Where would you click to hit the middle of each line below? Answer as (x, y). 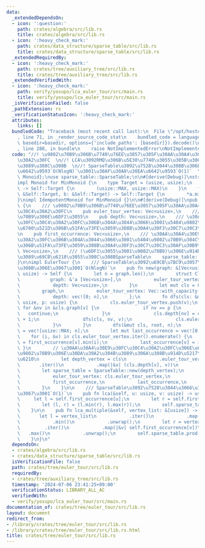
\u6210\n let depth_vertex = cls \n (72, 359)
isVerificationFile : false (46, 462)
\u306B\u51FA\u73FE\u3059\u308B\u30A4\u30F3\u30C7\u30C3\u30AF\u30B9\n (110, 246)
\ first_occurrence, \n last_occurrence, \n (102, 382)
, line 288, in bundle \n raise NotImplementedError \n (91, 148)
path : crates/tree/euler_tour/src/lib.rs (65, 467)
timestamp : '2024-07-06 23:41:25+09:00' (64, 484)
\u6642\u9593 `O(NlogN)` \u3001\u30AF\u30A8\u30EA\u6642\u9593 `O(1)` (105, 171)
